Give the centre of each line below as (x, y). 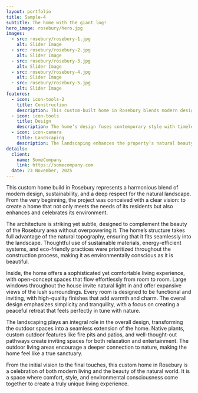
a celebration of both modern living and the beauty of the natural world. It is (98, 371)
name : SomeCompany (39, 160)
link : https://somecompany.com (55, 165)
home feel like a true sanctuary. (44, 353)
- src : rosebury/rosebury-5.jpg (51, 83)
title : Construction (42, 105)
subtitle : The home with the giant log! (57, 22)
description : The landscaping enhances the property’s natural (96, 143)
